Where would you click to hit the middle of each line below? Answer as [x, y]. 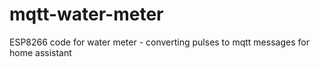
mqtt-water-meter [86, 14]
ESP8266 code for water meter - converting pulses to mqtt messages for [159, 42]
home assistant [40, 52]
